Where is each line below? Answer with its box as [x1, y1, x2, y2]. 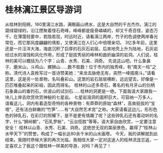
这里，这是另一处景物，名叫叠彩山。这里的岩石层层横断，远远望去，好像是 [5, 76, 154, 82]
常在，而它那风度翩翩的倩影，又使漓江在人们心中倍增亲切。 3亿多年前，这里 [5, 39, 158, 45]
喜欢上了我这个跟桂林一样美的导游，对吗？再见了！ [9, 143, 112, 149]
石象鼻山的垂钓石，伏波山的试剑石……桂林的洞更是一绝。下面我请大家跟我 [5, 88, 153, 94]
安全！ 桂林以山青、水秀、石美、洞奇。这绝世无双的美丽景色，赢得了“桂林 [5, 124, 153, 130]
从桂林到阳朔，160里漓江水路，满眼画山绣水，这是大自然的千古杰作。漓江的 [5, 21, 157, 27]
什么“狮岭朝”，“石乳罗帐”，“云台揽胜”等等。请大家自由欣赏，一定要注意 [13, 119, 157, 124]
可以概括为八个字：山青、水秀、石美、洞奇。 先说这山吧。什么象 [17, 58, 147, 64]
